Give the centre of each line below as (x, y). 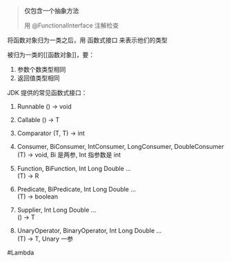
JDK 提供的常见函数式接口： (47, 93)
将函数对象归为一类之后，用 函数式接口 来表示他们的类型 (87, 40)
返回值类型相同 (38, 78)
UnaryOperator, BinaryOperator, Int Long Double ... (89, 231)
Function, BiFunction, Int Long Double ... (74, 169)
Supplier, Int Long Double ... (57, 210)
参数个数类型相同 (41, 69)
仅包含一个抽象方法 (51, 11)
